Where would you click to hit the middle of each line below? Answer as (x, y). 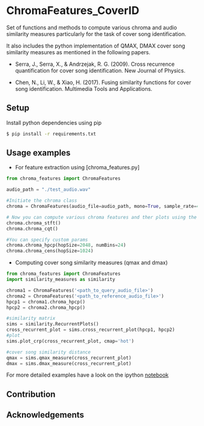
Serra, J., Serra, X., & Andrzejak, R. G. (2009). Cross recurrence (95, 64)
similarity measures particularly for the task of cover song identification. (96, 34)
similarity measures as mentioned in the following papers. (78, 52)
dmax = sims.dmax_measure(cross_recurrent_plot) (69, 363)
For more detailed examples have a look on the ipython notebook (87, 375)
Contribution (31, 394)
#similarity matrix (31, 318)
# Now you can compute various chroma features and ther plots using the (102, 217)
